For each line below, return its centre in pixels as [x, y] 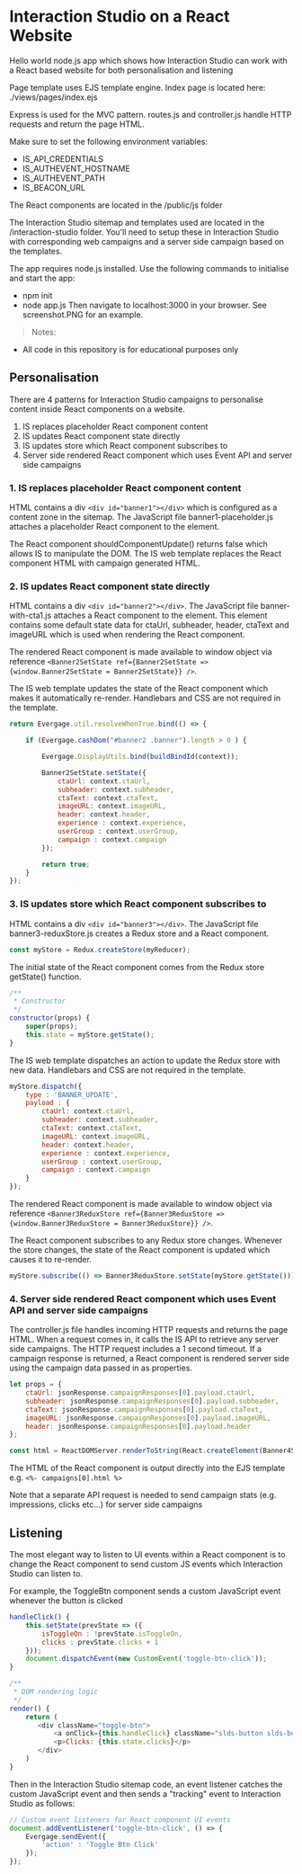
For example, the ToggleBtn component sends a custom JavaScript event [145, 1591]
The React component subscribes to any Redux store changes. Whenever [146, 1240]
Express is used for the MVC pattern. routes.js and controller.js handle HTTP [151, 114]
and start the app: [42, 278]
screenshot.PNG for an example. [83, 314]
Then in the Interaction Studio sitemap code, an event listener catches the [146, 1784]
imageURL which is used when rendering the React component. [127, 635]
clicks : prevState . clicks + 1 [100, 1642]
